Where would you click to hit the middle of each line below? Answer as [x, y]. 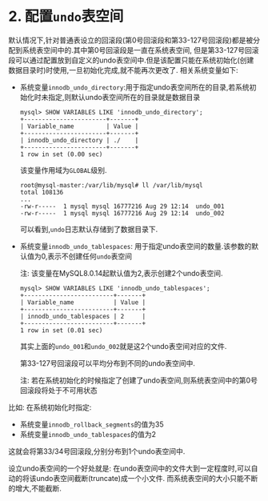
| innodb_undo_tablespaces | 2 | [83, 316]
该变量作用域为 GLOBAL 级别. [63, 170]
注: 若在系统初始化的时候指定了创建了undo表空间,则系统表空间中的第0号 [139, 380]
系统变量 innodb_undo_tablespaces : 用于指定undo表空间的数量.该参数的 [136, 246]
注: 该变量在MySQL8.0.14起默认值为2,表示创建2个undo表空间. [121, 273]
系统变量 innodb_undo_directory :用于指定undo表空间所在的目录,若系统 [134, 87]
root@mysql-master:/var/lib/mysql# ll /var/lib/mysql [111, 185]
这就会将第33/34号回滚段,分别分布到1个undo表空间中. [97, 451]
